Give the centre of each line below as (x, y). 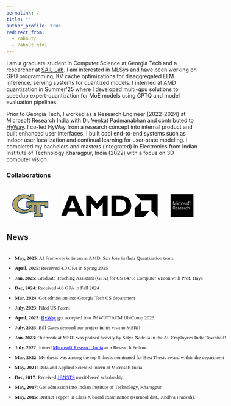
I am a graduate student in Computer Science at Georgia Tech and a (92, 63)
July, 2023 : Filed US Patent (42, 308)
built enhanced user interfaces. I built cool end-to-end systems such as (96, 133)
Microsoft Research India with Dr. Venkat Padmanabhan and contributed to (100, 120)
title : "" (19, 19)
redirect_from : (26, 32)
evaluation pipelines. (32, 102)
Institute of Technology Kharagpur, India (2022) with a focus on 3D (90, 153)
